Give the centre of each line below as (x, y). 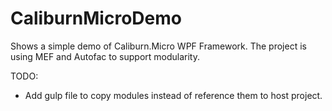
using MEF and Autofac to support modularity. (105, 56)
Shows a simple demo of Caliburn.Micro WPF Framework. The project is (158, 46)
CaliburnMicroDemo (96, 18)
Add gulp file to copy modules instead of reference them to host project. (173, 95)
